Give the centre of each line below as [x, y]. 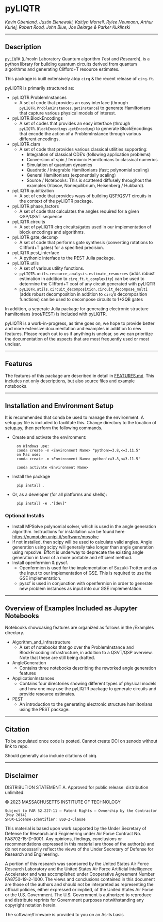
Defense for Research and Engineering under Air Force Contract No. [73, 834]
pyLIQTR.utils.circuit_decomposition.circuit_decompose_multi [83, 289]
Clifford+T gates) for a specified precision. [62, 247]
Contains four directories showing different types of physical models [88, 684]
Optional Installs [25, 516]
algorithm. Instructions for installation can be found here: [69, 531]
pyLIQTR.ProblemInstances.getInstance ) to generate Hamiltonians [85, 108]
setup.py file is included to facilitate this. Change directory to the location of [81, 423]
